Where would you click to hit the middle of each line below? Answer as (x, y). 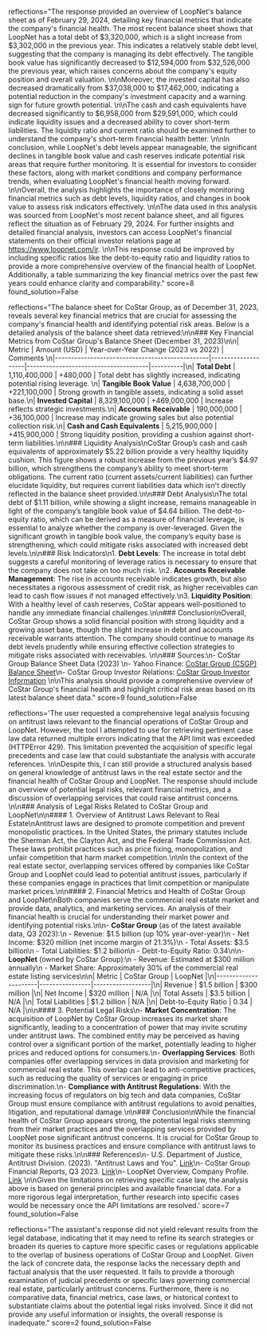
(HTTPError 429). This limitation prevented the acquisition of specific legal (130, 747)
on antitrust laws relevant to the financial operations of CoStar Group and (128, 721)
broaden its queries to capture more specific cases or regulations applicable (133, 1246)
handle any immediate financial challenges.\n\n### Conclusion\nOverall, (128, 613)
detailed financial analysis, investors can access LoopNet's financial (120, 232)
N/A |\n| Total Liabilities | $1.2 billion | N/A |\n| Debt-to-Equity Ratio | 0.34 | (130, 1001)
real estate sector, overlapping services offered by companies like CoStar (129, 866)
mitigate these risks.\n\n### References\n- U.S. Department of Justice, (126, 1154)
